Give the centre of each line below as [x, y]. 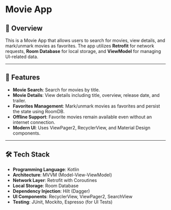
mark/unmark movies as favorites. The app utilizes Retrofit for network [80, 46]
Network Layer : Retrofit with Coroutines [55, 180]
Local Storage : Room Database [46, 186]
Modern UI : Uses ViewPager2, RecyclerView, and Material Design [81, 127]
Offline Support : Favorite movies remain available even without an [82, 117]
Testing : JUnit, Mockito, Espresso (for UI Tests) [63, 202]
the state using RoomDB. [39, 111]
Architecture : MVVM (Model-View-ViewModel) [62, 175]
